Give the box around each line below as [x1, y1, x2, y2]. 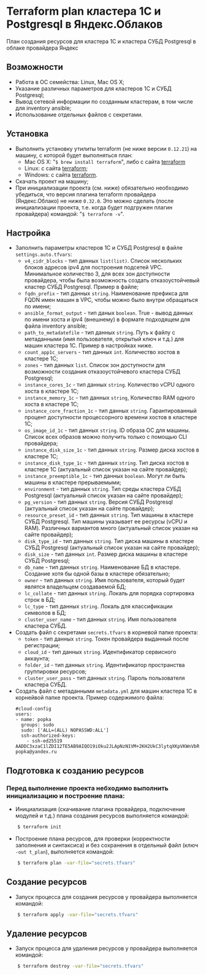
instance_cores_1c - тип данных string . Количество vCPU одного [24, 381, 195, 388]
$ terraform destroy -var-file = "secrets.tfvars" [17, 963, 144, 969]
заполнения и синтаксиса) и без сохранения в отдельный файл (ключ [15, 841, 199, 849]
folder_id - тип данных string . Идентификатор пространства [24, 661, 185, 669]
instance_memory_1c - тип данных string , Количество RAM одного [24, 394, 195, 401]
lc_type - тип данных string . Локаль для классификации [24, 603, 173, 610]
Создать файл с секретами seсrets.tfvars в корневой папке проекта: [15, 629, 199, 636]
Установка [6, 129, 49, 139]
